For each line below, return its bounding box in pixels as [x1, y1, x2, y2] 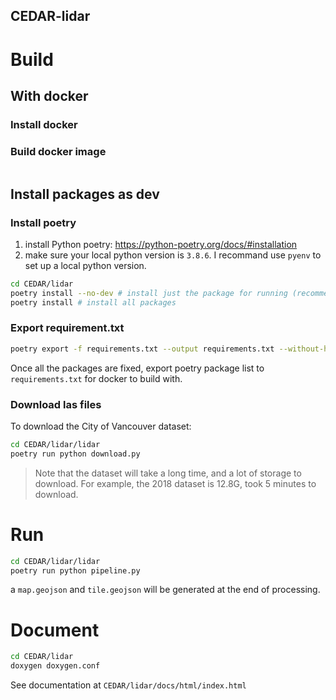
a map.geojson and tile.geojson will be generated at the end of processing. [10, 584, 321, 596]
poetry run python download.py [10, 449, 141, 459]
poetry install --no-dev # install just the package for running [10, 288, 288, 298]
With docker [10, 87, 89, 104]
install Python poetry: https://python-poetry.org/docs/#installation [24, 238, 298, 250]
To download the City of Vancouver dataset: [10, 420, 192, 432]
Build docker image [10, 144, 107, 158]
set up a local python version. [24, 259, 147, 271]
